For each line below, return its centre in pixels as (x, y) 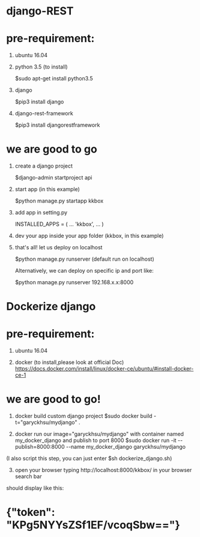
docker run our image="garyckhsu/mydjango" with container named (99, 434)
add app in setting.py (41, 213)
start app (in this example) (47, 189)
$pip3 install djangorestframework (57, 125)
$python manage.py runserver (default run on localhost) (84, 259)
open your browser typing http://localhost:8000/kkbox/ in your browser (103, 470)
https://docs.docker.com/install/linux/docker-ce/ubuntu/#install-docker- (104, 369)
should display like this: (35, 488)
